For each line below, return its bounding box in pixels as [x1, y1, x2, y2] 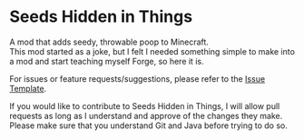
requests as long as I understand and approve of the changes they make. [9, 110, 283, 121]
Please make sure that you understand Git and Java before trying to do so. [9, 120, 288, 131]
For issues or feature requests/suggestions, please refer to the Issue [9, 73, 266, 84]
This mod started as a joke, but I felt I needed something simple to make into [9, 45, 295, 56]
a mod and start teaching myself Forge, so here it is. [9, 55, 204, 66]
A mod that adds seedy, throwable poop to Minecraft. [9, 36, 209, 47]
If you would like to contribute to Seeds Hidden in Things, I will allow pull [9, 100, 280, 111]
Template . [9, 83, 47, 94]
